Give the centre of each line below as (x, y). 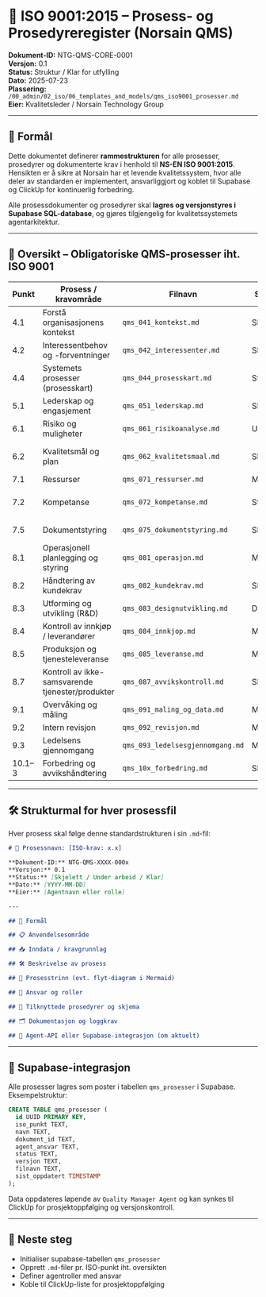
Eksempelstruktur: (38, 1095)
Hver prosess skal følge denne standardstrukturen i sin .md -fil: (110, 834)
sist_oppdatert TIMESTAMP (58, 1176)
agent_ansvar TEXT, (47, 1147)
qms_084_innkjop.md (159, 631)
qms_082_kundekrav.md (163, 585)
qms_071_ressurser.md (163, 479)
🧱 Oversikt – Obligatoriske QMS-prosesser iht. (124, 255)
